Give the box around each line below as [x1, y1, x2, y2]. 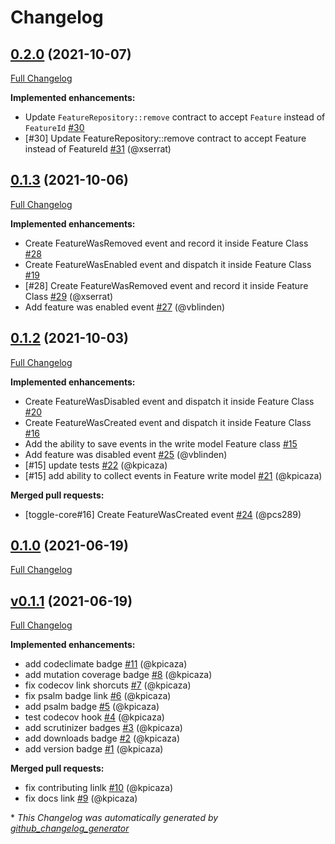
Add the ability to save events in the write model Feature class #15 [24, 437, 298, 450]
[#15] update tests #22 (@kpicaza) [24, 459, 168, 471]
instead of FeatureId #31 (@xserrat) [24, 143, 172, 155]
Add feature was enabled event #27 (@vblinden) [24, 301, 226, 313]
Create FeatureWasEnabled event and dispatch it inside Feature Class [24, 258, 312, 270]
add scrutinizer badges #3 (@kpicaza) [24, 722, 183, 734]
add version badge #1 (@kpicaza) [24, 743, 164, 755]
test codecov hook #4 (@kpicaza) [24, 711, 165, 723]
